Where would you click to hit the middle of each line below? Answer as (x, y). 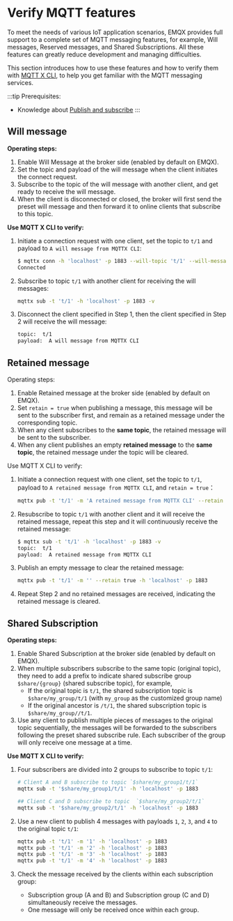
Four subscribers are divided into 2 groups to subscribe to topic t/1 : (115, 770)
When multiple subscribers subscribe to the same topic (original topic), (119, 669)
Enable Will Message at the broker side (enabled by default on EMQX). (118, 162)
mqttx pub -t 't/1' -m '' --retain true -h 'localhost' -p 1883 (112, 581)
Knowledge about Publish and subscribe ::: (79, 109)
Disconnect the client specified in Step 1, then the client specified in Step (122, 314)
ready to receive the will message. (66, 191)
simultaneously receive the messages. (82, 903)
